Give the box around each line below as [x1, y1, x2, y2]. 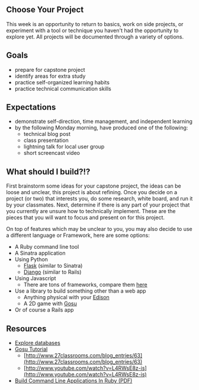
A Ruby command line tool [14, 243, 79, 251]
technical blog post [23, 131, 71, 138]
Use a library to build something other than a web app [14, 287, 146, 294]
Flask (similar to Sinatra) [23, 262, 83, 269]
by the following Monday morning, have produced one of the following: [14, 124, 188, 131]
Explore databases [14, 340, 60, 347]
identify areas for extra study [14, 72, 86, 80]
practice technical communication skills [14, 85, 111, 92]
